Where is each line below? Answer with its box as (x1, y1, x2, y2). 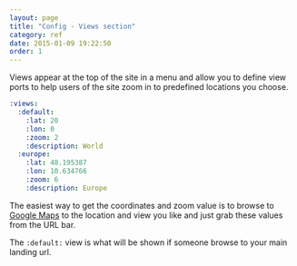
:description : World (25, 142, 104, 151)
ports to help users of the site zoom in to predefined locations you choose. (9, 82, 289, 93)
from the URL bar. (9, 219, 76, 230)
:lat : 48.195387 (25, 158, 88, 168)
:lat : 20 (25, 115, 59, 125)
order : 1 (9, 47, 43, 56)
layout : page (9, 13, 59, 23)
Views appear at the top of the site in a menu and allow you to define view (9, 72, 287, 83)
